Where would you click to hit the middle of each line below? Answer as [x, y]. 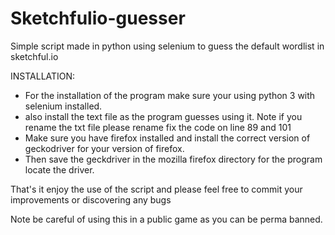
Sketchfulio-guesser [98, 18]
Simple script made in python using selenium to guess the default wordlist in [167, 46]
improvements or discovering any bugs [91, 199]
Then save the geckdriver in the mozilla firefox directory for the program [173, 159]
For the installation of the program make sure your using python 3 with [170, 95]
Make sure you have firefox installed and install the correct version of [167, 138]
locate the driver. [59, 169]
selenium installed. [63, 106]
